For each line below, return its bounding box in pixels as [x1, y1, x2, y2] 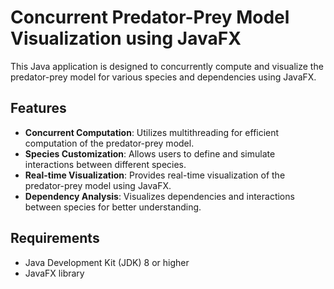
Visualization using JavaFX [10, 27, 242, 50]
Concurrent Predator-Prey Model [10, 6, 290, 29]
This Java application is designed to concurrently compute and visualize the [10, 60, 324, 72]
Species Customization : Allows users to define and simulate [24, 147, 276, 160]
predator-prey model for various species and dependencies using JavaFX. [10, 71, 317, 83]
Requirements [10, 230, 100, 247]
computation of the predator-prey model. [24, 137, 195, 149]
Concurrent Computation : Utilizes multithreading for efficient [24, 126, 280, 138]
